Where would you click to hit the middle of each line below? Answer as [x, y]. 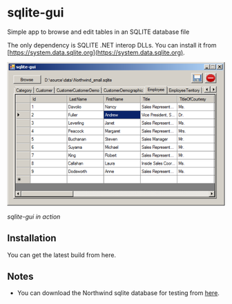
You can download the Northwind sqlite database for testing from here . [118, 293]
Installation [32, 238]
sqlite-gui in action [34, 216]
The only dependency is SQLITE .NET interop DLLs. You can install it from [112, 45]
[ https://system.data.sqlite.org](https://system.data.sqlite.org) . [96, 52]
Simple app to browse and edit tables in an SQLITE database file [98, 32]
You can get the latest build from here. [61, 255]
